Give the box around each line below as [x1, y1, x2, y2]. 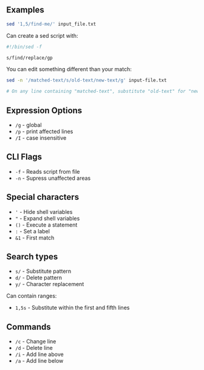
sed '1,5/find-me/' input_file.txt [6, 21, 97, 27]
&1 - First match [15, 234, 55, 241]
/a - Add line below [15, 357, 64, 365]
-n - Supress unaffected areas [15, 174, 91, 182]
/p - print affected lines [15, 128, 73, 135]
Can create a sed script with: [6, 32, 78, 39]
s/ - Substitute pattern [15, 267, 72, 275]
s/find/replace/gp [6, 55, 53, 61]
